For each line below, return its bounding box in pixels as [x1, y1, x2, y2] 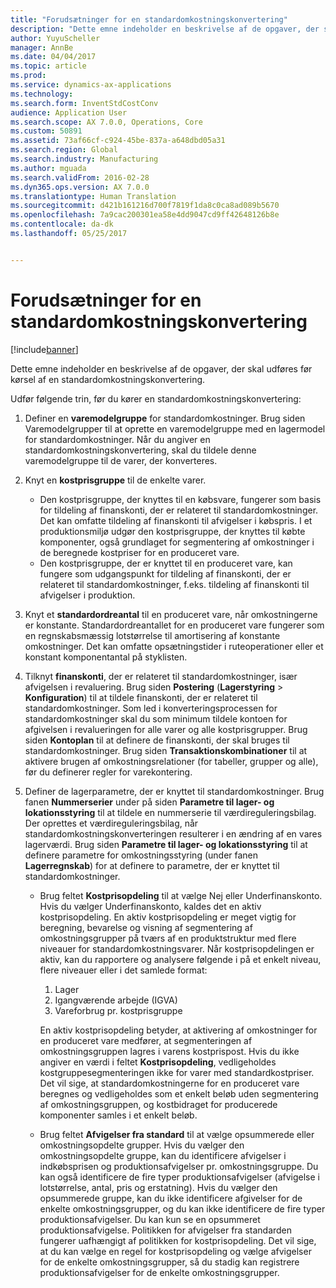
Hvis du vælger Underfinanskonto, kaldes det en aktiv [39, 900, 262, 912]
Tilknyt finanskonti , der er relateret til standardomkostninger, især [24, 670, 298, 682]
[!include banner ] [10, 343, 79, 355]
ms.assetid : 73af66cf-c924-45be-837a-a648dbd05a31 [10, 136, 226, 146]
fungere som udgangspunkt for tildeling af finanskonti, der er [39, 567, 292, 580]
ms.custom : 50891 [10, 126, 83, 136]
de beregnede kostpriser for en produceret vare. [39, 546, 240, 558]
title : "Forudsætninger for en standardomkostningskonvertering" [10, 14, 288, 25]
